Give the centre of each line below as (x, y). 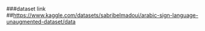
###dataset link (26, 9)
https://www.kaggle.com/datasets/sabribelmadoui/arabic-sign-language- (106, 15)
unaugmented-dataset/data (41, 22)
